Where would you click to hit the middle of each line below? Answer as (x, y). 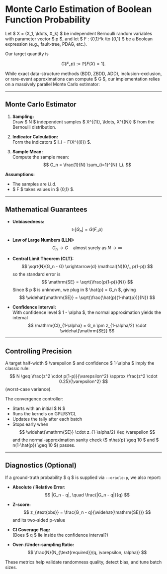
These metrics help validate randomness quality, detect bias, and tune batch (83, 562)
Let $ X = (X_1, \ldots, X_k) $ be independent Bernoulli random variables (79, 33)
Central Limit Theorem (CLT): (43, 259)
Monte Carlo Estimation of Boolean (79, 9)
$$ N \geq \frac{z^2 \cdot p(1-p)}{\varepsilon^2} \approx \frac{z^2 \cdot (83, 376)
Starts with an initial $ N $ (39, 408)
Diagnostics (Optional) (41, 465)
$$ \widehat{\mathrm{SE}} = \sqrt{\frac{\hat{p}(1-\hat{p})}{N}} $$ (87, 297)
